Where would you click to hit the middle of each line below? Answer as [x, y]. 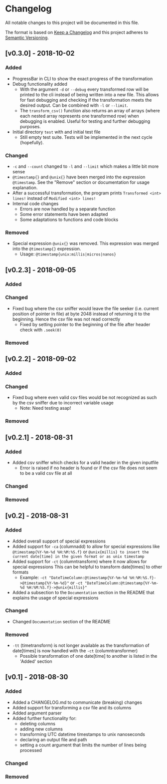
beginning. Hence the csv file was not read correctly [66, 319]
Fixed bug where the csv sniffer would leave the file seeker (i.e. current [85, 308]
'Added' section [36, 661]
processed [31, 750]
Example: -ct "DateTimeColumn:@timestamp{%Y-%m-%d [74, 577]
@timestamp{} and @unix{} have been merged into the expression [79, 177]
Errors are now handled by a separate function [68, 209]
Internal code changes [35, 203]
